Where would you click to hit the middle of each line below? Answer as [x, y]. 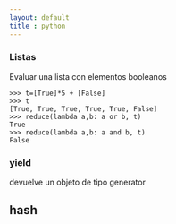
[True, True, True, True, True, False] [84, 108]
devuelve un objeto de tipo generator [77, 182]
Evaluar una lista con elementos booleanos [88, 76]
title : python [38, 26]
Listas [23, 57]
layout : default [39, 17]
